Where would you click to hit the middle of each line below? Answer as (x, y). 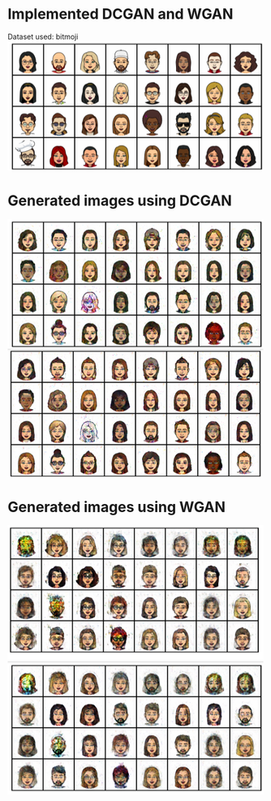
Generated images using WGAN (117, 507)
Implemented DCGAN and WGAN (120, 14)
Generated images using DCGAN (120, 200)
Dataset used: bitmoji (43, 37)
